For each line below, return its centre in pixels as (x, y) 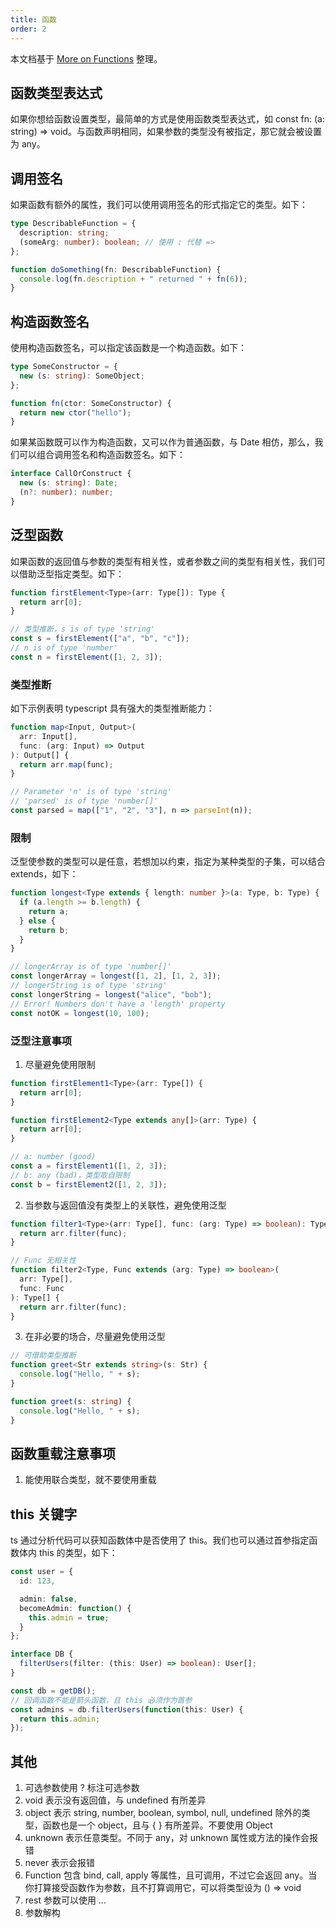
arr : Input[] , (48, 736)
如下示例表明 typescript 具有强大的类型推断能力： (112, 708)
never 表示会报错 (59, 1863)
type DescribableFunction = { (73, 224)
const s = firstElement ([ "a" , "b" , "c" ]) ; (100, 639)
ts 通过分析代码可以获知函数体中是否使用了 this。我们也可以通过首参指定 (160, 1540)
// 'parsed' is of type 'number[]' (84, 801)
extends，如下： (44, 874)
